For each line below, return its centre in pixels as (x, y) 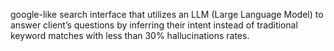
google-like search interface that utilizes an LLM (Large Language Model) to (167, 14)
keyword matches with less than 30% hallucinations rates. (130, 35)
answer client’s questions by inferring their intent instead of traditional (154, 25)
